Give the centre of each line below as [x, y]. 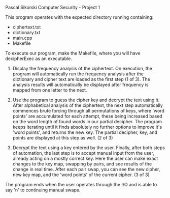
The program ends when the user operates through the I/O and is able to [81, 185]
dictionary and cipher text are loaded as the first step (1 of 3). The [81, 79]
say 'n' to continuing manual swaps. [43, 190]
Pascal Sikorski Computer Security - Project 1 [53, 7]
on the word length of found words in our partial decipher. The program [87, 121]
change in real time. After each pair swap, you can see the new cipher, [86, 169]
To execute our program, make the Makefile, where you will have [73, 53]
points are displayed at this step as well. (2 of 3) [63, 138]
